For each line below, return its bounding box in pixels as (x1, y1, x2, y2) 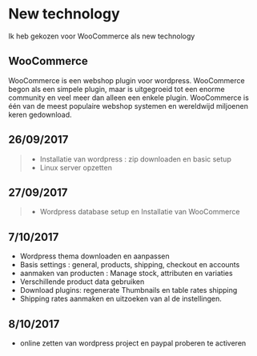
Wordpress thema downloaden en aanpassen (19, 251, 170, 261)
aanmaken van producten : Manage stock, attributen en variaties (19, 269, 234, 278)
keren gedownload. (8, 110, 72, 119)
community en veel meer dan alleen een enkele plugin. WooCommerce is (8, 93, 250, 102)
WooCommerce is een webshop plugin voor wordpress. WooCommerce (8, 75, 246, 85)
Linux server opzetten (39, 162, 112, 172)
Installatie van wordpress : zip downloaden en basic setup (39, 154, 232, 164)
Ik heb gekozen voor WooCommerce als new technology (8, 31, 195, 41)
